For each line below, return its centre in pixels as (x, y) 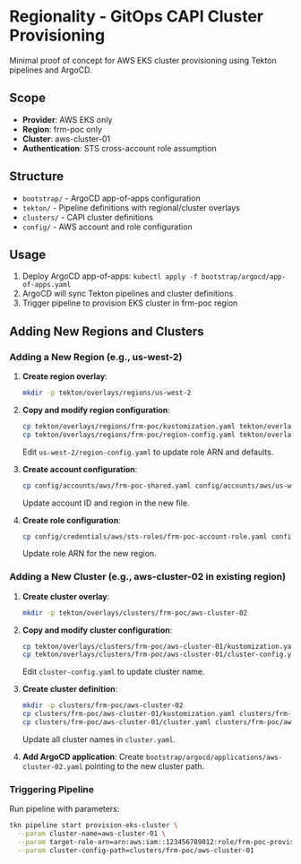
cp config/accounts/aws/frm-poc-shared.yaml (107, 486)
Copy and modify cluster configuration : (97, 630)
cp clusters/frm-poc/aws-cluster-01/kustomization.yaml (129, 714)
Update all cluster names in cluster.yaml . (99, 739)
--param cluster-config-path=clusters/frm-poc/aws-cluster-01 (136, 850)
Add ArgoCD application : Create (83, 756)
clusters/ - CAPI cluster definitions (88, 217)
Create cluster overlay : (66, 596)
